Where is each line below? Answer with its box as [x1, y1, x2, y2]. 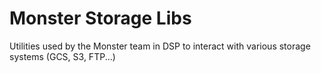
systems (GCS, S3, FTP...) [9, 50, 116, 62]
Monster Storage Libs [9, 7, 192, 30]
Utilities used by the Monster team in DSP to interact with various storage [9, 40, 311, 52]
